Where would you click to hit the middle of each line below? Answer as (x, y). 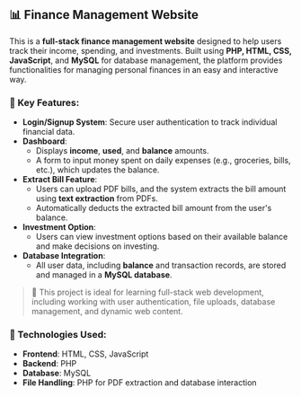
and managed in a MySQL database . (104, 275)
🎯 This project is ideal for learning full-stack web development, (148, 292)
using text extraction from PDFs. (97, 198)
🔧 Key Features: (44, 102)
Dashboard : (44, 141)
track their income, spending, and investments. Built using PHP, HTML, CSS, (150, 50)
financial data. (49, 132)
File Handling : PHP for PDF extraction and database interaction (140, 383)
